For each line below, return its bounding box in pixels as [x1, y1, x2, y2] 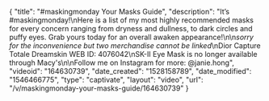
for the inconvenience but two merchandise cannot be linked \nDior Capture [9, 41, 261, 50]
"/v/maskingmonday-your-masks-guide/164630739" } [9, 83, 189, 93]
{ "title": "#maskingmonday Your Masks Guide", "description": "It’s [9, 7, 229, 16]
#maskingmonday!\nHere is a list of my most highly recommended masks [9, 15, 254, 25]
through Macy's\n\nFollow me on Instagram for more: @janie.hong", [9, 58, 235, 67]
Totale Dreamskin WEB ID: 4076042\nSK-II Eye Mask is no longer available [9, 50, 258, 59]
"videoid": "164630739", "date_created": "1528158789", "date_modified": [9, 67, 252, 75]
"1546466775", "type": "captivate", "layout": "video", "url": [9, 75, 204, 84]
